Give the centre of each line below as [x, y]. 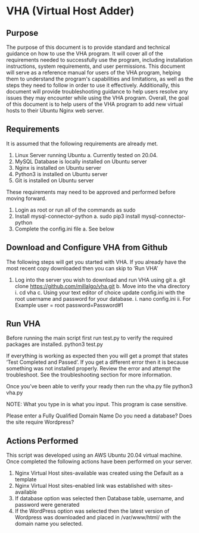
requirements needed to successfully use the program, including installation [99, 60]
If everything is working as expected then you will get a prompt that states [97, 356]
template [26, 479]
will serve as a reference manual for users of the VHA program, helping [94, 72]
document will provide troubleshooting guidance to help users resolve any [97, 91]
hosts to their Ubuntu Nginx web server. [55, 110]
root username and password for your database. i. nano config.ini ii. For [103, 298]
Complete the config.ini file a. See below [65, 229]
